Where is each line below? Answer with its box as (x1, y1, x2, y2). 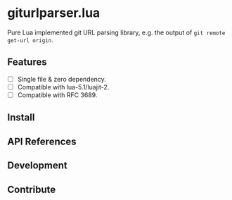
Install (7, 111, 35, 124)
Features (7, 56, 47, 68)
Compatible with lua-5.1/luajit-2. (17, 82, 110, 91)
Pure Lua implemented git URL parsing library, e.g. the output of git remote (7, 28, 226, 37)
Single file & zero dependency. (17, 75, 107, 83)
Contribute (7, 183, 56, 195)
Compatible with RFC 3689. (17, 90, 98, 99)
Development (7, 160, 68, 172)
